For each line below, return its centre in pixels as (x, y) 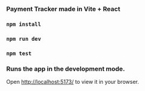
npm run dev (24, 39)
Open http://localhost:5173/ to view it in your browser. (73, 81)
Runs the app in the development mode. (66, 69)
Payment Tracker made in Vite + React (63, 9)
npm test (19, 53)
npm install (24, 24)
